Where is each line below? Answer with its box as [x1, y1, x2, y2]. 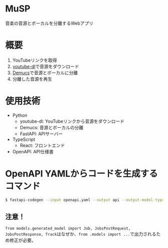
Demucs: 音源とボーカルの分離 [19, 124, 83, 130]
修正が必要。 [9, 237, 36, 243]
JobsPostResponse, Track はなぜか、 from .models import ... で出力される [5, 231, 156, 237]
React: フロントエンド [19, 142, 65, 148]
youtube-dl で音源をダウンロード [12, 63, 79, 69]
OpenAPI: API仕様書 [12, 148, 54, 154]
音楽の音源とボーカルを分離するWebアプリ [5, 20, 93, 26]
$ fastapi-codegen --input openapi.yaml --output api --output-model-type [5, 197, 164, 202]
